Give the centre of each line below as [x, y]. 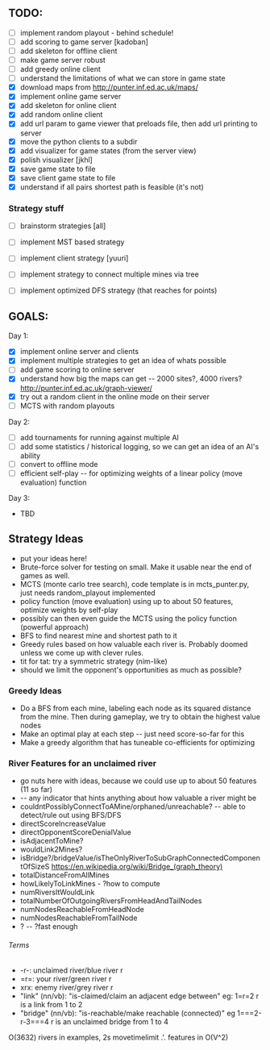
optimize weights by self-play [69, 610]
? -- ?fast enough [49, 927]
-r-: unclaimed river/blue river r [71, 970]
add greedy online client [60, 69]
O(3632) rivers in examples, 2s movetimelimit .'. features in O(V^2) [118, 1037]
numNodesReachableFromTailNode [79, 918]
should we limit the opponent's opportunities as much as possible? [131, 669]
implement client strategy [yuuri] [74, 258]
